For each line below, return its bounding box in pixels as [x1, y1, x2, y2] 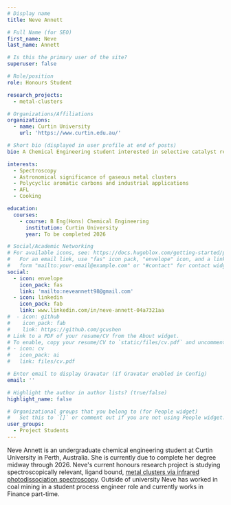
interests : [7, 161, 38, 168]
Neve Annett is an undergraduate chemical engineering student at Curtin [7, 446, 213, 454]
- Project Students [13, 427, 69, 434]
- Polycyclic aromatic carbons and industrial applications [13, 180, 189, 187]
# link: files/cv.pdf [7, 358, 76, 365]
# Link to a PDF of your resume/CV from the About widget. [7, 333, 180, 339]
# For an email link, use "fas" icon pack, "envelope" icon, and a [7, 256, 211, 263]
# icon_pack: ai [7, 352, 60, 359]
